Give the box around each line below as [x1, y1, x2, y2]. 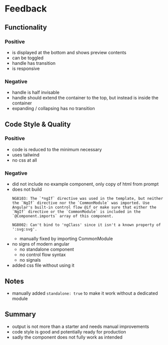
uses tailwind [12, 152, 40, 158]
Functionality [5, 23, 47, 32]
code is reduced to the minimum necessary [12, 146, 102, 152]
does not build [12, 186, 42, 192]
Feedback [5, 3, 47, 15]
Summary [5, 310, 36, 319]
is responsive [12, 65, 40, 71]
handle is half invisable [12, 89, 60, 95]
